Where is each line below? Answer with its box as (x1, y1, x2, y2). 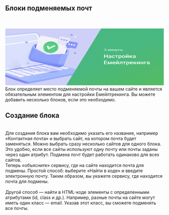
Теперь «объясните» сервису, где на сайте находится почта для (5, 162, 144, 168)
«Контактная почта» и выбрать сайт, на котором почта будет (5, 135, 137, 141)
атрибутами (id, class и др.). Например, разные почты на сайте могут (5, 194, 155, 200)
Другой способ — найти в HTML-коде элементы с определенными (5, 189, 150, 195)
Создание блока (5, 111, 59, 120)
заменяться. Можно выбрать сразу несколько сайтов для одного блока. (5, 141, 162, 147)
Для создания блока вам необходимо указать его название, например (5, 130, 158, 136)
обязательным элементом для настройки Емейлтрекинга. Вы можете (5, 91, 155, 97)
